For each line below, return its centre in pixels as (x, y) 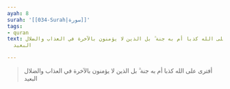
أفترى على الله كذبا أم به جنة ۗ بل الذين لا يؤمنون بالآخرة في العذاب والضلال (118, 71)
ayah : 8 (18, 13)
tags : (15, 26)
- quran (18, 33)
